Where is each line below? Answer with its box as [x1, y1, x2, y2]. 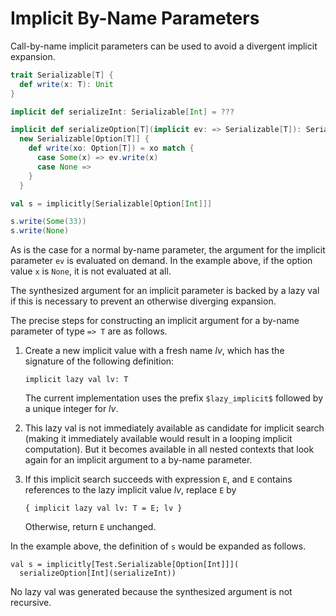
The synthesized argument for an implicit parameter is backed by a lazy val [10, 285, 320, 297]
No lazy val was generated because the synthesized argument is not [10, 586, 293, 598]
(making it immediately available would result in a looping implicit [24, 433, 293, 445]
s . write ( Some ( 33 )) [10, 217, 87, 227]
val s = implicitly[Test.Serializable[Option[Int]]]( [10, 560, 240, 570]
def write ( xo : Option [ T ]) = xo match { [28, 143, 195, 154]
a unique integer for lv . [24, 403, 119, 415]
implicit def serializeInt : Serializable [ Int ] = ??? [10, 107, 235, 117]
